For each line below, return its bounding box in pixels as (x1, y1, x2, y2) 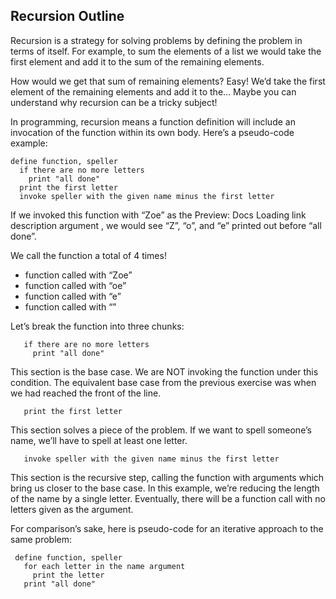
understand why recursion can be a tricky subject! (10, 96, 218, 108)
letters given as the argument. (10, 503, 134, 515)
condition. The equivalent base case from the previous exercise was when (10, 376, 317, 388)
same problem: (10, 533, 73, 545)
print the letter (32, 570, 105, 580)
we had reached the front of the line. (10, 387, 162, 399)
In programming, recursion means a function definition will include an (10, 115, 296, 128)
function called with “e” (24, 290, 122, 302)
